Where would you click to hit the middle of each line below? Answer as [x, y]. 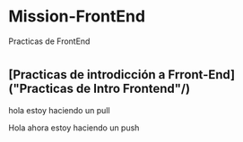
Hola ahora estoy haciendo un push [74, 128]
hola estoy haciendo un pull [59, 110]
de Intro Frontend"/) [133, 89]
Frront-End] [201, 75]
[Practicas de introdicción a [87, 75]
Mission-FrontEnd [77, 17]
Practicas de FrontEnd [49, 41]
